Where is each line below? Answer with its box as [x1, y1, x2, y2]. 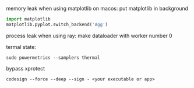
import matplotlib [6, 16, 51, 22]
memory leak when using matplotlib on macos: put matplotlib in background [6, 5, 188, 12]
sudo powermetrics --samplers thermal [6, 55, 100, 61]
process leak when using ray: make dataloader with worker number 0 [6, 32, 173, 39]
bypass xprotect [6, 65, 45, 72]
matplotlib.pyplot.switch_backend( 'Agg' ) [6, 22, 108, 27]
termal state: [6, 43, 37, 50]
